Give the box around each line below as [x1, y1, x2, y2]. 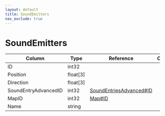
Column [26, 55, 45, 62]
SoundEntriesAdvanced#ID [90, 87, 153, 94]
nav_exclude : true [5, 16, 43, 21]
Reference [109, 55, 134, 62]
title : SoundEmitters [5, 12, 50, 17]
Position [7, 71, 27, 78]
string [67, 103, 81, 110]
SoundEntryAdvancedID [7, 87, 63, 94]
